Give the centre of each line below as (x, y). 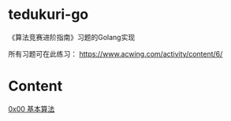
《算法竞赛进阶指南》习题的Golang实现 (72, 37)
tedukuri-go (48, 15)
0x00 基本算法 (32, 108)
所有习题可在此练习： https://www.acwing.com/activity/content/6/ (115, 53)
